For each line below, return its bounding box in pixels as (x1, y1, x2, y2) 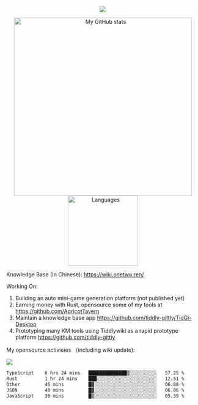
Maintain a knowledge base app (15, 314, 96, 321)
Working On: (6, 282, 38, 290)
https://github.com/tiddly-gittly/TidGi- (97, 314, 192, 321)
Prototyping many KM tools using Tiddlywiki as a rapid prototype (15, 327, 178, 334)
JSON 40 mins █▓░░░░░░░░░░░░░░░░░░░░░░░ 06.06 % (6, 387, 185, 393)
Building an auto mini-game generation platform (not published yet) (15, 295, 185, 301)
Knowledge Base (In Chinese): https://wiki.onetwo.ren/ (6, 271, 144, 278)
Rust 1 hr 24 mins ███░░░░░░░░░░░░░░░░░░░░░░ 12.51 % (6, 376, 185, 382)
